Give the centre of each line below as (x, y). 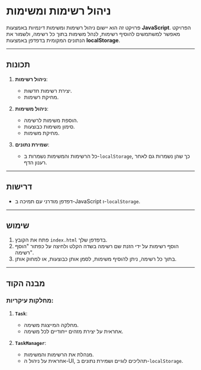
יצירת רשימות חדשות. (48, 90)
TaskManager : (31, 343)
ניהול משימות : (32, 108)
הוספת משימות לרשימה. (51, 120)
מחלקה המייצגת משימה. (51, 325)
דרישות (19, 187)
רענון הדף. (35, 162)
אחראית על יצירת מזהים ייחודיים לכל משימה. (74, 331)
